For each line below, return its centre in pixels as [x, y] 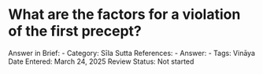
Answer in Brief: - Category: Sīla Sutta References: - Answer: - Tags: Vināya [132, 53]
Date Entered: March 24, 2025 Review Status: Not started [101, 61]
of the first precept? [75, 31]
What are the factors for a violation [124, 15]
